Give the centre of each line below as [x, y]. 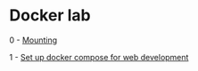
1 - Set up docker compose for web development [99, 57]
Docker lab [50, 16]
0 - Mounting [33, 40]
